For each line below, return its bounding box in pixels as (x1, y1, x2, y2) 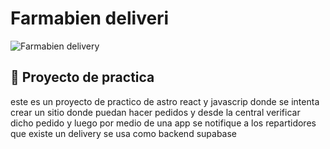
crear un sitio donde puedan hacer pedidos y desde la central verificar (10, 106, 301, 118)
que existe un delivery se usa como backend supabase (10, 127, 238, 139)
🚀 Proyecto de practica (10, 69, 155, 86)
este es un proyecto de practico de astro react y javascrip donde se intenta (10, 95, 320, 107)
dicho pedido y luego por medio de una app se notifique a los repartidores (10, 117, 317, 129)
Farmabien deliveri (10, 7, 170, 30)
